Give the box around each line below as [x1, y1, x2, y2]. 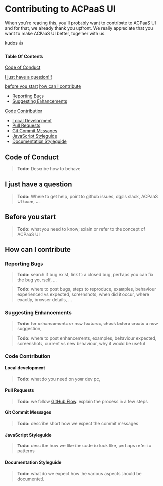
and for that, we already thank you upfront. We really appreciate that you [5, 25, 153, 31]
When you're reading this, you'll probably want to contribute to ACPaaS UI [5, 20, 156, 26]
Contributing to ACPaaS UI [5, 3, 116, 15]
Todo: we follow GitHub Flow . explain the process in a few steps [17, 398, 148, 404]
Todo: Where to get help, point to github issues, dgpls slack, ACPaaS [17, 193, 158, 199]
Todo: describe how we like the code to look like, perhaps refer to [17, 443, 152, 449]
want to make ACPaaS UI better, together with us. [5, 30, 106, 36]
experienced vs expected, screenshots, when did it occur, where [17, 291, 149, 297]
